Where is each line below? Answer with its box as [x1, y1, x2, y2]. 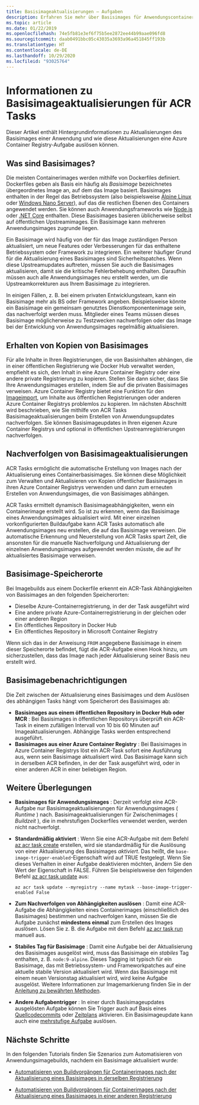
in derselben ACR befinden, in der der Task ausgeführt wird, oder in [14, 759, 181, 766]
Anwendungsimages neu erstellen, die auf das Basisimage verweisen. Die [6, 526, 187, 534]
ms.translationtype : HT [6, 42, 65, 48]
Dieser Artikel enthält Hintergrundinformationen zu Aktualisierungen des [6, 129, 182, 136]
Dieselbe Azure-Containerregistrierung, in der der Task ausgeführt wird [14, 603, 190, 610]
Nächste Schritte [6, 1034, 70, 1045]
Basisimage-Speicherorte [6, 569, 103, 579]
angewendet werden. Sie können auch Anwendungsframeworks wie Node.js [6, 206, 193, 213]
